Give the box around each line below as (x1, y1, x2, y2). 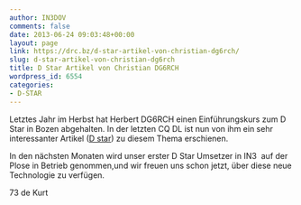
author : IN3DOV (9, 13, 67, 23)
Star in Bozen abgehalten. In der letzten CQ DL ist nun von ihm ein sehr (9, 123, 273, 134)
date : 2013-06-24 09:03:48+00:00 (9, 30, 135, 39)
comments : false (9, 22, 70, 31)
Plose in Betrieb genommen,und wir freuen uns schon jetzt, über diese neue (9, 160, 293, 171)
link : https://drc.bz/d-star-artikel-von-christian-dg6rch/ (9, 47, 241, 56)
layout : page (9, 38, 59, 48)
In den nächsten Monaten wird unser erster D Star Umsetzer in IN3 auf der (9, 150, 288, 161)
